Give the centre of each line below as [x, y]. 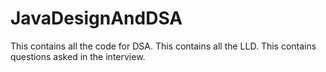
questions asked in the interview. [78, 56]
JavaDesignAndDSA [96, 18]
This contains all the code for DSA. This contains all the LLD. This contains [163, 46]
